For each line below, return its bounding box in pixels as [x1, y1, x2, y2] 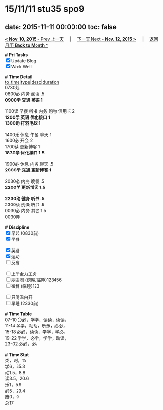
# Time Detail [5, 74, 33, 80]
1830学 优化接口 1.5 [5, 150, 45, 155]
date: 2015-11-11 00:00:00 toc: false [5, 23, 117, 31]
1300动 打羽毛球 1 [5, 120, 41, 126]
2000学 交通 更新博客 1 [5, 167, 52, 173]
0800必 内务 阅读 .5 [5, 91, 45, 97]
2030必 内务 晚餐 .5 [5, 178, 45, 184]
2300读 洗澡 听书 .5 [5, 202, 45, 207]
